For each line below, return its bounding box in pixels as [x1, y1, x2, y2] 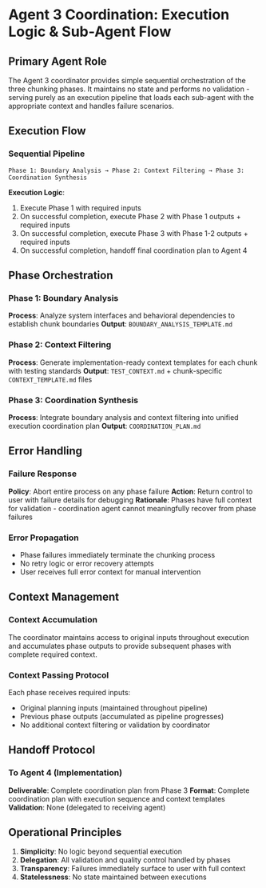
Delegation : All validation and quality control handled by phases [19, 855, 231, 865]
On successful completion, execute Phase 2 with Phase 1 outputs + [19, 211, 241, 221]
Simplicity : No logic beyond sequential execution [19, 846, 182, 857]
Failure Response [8, 468, 77, 479]
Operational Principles [8, 826, 122, 839]
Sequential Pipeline [8, 148, 85, 159]
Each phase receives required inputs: [8, 687, 131, 697]
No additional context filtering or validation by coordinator [19, 720, 210, 730]
